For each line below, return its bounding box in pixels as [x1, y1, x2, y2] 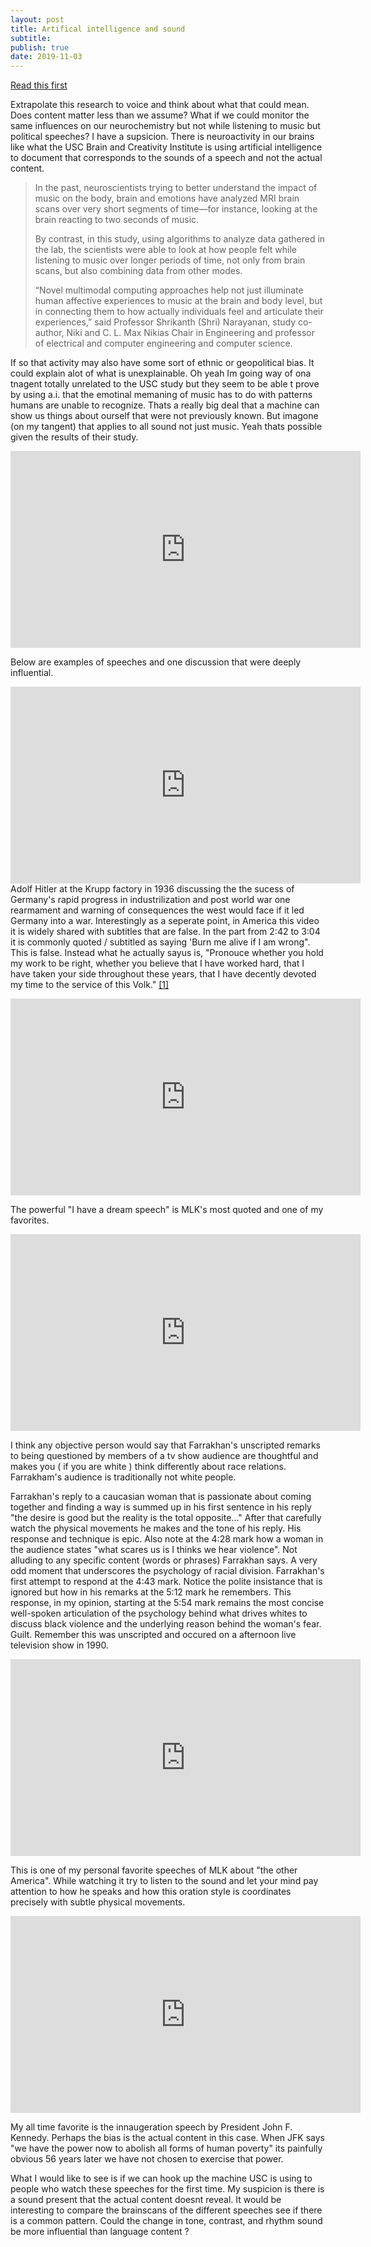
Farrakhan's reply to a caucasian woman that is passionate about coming [10, 1491, 312, 1503]
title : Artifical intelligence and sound [10, 24, 186, 34]
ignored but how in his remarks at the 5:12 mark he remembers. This [10, 1586, 292, 1598]
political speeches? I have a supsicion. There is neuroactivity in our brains [10, 131, 315, 143]
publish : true [10, 42, 70, 53]
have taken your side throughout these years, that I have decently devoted [10, 968, 317, 980]
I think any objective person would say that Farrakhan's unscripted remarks [10, 1439, 321, 1451]
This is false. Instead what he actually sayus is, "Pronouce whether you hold [10, 947, 324, 959]
